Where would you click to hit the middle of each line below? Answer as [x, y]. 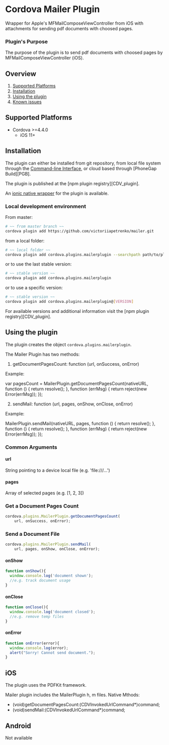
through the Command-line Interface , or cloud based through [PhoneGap [81, 168]
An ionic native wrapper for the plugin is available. [57, 193]
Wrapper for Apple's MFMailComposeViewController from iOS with [74, 23]
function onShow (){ [26, 571]
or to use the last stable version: [38, 264]
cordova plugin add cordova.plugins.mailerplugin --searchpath [73, 255]
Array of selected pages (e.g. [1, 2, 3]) [45, 493]
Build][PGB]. [18, 174]
